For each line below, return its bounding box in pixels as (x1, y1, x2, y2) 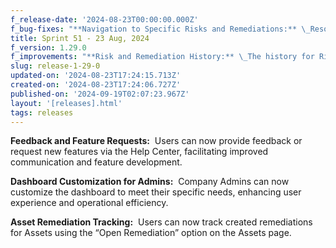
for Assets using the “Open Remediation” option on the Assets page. (10, 227, 292, 239)
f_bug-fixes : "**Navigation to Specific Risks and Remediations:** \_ (10, 24, 311, 34)
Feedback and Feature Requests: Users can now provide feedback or (10, 135, 303, 147)
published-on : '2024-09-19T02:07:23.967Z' (10, 89, 190, 99)
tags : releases (10, 107, 74, 118)
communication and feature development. (10, 156, 183, 168)
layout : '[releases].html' (10, 98, 123, 108)
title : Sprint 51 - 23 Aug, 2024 (10, 33, 150, 43)
